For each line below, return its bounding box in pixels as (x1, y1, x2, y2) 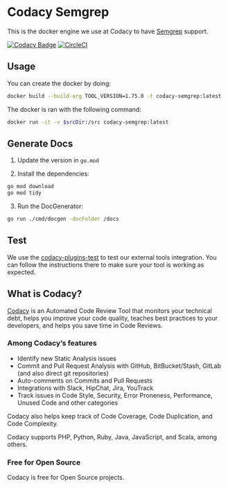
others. (7, 440, 28, 448)
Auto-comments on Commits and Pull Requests (17, 376, 152, 385)
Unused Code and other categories (17, 398, 119, 407)
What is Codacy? (7, 288, 82, 300)
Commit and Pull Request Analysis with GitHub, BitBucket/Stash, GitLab (17, 362, 222, 370)
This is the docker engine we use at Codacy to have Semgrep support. (7, 27, 209, 35)
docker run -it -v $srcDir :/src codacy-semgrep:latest (7, 119, 169, 126)
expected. (7, 268, 36, 276)
